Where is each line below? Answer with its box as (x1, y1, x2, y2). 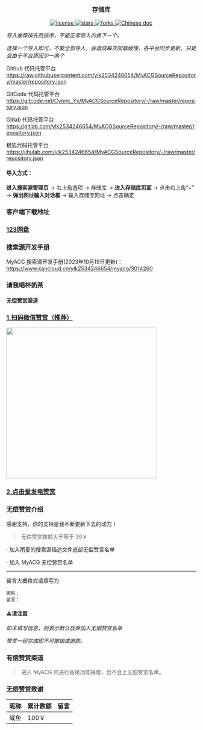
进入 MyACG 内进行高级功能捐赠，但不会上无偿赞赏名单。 (20, 669, 164, 676)
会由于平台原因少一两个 (6, 52, 64, 60)
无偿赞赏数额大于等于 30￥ (20, 533, 88, 540)
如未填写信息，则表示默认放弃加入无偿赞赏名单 (6, 624, 122, 631)
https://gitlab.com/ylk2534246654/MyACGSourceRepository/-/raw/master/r (6, 123, 195, 130)
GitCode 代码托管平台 (6, 90, 60, 97)
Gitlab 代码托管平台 (6, 116, 54, 123)
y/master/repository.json (6, 78, 67, 85)
